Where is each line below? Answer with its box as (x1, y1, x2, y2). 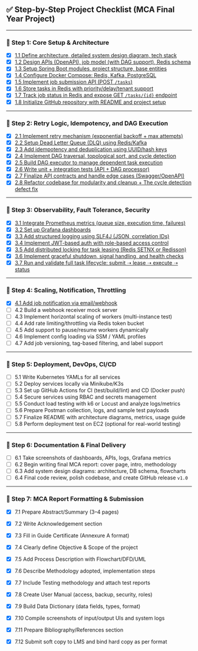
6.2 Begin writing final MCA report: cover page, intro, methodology (14, 461, 177, 468)
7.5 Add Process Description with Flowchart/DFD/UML (14, 555, 146, 563)
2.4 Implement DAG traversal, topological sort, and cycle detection (14, 153, 177, 160)
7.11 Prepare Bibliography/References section (14, 626, 124, 633)
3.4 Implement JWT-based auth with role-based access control (14, 239, 169, 246)
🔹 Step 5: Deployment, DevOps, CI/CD (6, 360, 117, 368)
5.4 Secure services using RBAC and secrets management (14, 393, 157, 400)
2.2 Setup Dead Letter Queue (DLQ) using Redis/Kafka (14, 139, 147, 146)
